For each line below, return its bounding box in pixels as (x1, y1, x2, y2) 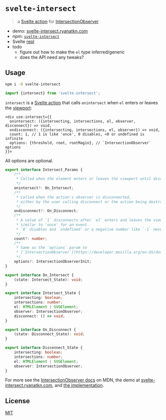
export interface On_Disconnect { (5, 327, 77, 332)
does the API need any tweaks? (19, 54, 84, 60)
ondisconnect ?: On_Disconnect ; (14, 209, 79, 213)
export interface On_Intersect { (5, 272, 74, 278)
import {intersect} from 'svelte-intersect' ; (5, 90, 100, 95)
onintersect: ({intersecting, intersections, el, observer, (9, 119, 136, 124)
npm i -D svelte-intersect (5, 82, 61, 86)
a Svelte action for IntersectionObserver (17, 18, 99, 24)
